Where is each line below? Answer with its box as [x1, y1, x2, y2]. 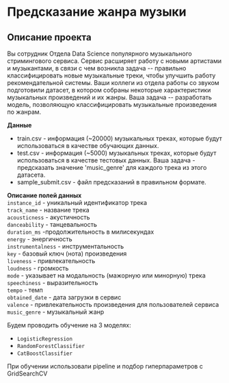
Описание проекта [7, 32, 92, 43]
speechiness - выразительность [7, 279, 98, 286]
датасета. [16, 171, 46, 179]
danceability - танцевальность [7, 221, 97, 228]
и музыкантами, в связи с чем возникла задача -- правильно [7, 64, 187, 72]
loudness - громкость [7, 264, 69, 272]
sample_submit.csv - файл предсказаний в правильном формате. [16, 178, 206, 186]
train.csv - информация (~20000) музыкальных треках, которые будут [16, 134, 222, 143]
